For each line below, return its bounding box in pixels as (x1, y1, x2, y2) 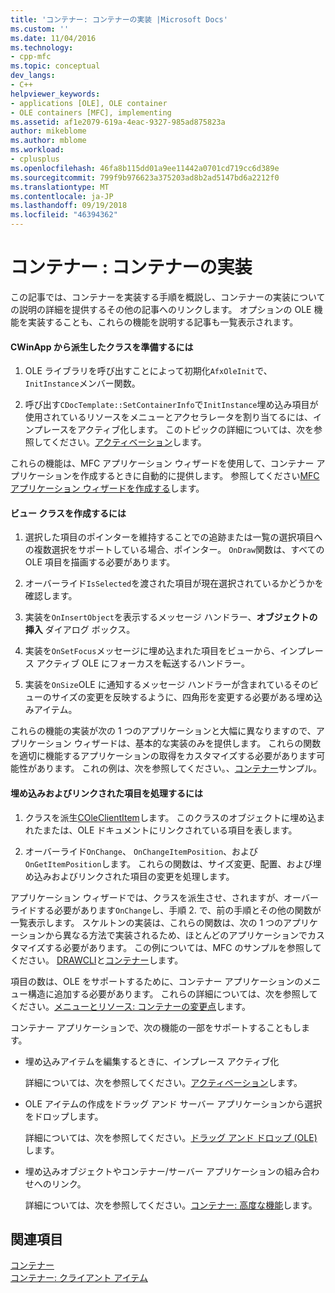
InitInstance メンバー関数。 (24, 377, 141, 390)
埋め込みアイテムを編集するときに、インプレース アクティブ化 (24, 1055, 280, 1067)
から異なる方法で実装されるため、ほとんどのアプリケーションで (44, 929, 308, 941)
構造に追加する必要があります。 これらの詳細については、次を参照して (27, 987, 318, 1000)
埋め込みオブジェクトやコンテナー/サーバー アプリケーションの (24, 1165, 285, 1177)
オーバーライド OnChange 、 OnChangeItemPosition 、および (24, 845, 259, 857)
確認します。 (24, 590, 78, 602)
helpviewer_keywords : (10, 89, 101, 99)
